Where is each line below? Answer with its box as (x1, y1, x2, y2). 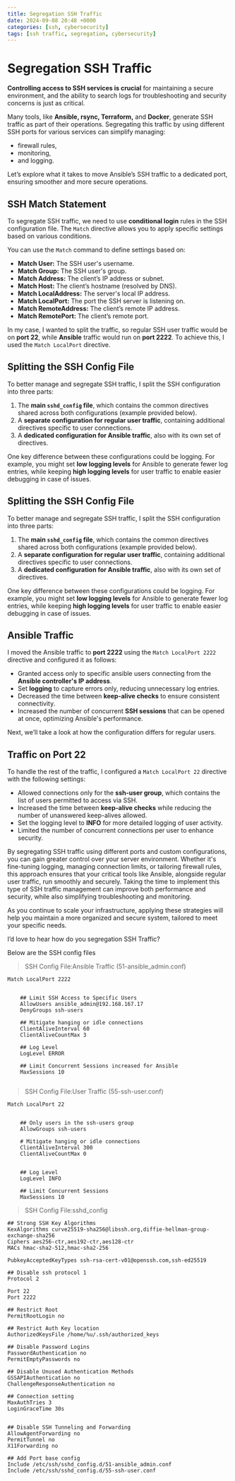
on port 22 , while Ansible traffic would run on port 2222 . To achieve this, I (7, 333, 224, 341)
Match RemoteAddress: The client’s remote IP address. (17, 305, 180, 312)
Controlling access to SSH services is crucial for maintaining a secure (7, 84, 214, 93)
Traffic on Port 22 (7, 749, 86, 761)
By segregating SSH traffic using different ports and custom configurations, (7, 848, 227, 856)
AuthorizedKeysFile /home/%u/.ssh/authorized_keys (7, 1331, 159, 1338)
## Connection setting (7, 1393, 74, 1400)
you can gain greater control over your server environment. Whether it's (7, 855, 217, 863)
